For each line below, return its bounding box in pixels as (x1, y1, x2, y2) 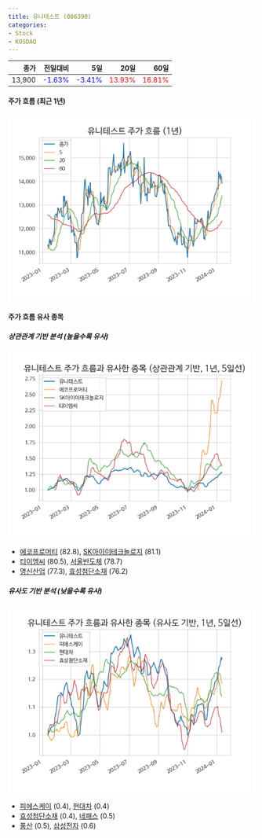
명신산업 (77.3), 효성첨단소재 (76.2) (19, 567, 129, 576)
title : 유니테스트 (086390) (8, 13, 92, 20)
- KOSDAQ (8, 38, 37, 46)
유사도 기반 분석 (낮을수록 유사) (8, 586, 103, 595)
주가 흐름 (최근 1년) (8, 97, 66, 106)
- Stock (8, 29, 34, 37)
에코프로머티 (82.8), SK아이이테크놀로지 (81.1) (19, 547, 162, 557)
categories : (8, 20, 47, 29)
